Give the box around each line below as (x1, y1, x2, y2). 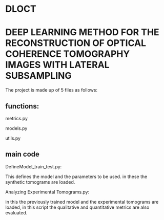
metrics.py (5, 115, 28, 121)
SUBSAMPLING (5, 70, 72, 82)
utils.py (5, 135, 21, 141)
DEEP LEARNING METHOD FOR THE (5, 27, 160, 38)
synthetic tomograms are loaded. (5, 179, 75, 185)
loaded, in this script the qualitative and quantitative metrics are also (5, 204, 150, 210)
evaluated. (5, 209, 28, 215)
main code (5, 150, 40, 159)
